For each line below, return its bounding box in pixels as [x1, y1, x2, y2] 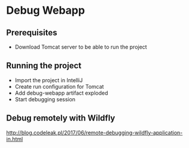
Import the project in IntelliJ [14, 76, 83, 84]
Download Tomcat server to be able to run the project [14, 43, 148, 50]
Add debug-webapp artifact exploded [14, 89, 108, 96]
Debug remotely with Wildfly [6, 113, 115, 123]
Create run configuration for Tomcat [14, 83, 104, 90]
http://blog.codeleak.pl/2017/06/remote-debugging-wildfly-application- [6, 129, 183, 136]
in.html [6, 135, 23, 143]
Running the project [6, 61, 82, 71]
